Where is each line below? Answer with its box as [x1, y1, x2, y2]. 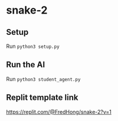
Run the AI [6, 60, 45, 70]
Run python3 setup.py [6, 42, 60, 50]
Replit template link [6, 93, 78, 103]
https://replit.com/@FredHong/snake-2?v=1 [6, 108, 112, 115]
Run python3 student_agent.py [6, 75, 81, 83]
